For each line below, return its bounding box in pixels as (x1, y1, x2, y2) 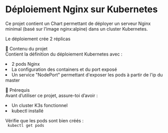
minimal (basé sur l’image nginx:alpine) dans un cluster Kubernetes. (5, 25, 148, 32)
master (5, 77, 20, 83)
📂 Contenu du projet (5, 45, 48, 51)
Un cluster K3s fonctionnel (12, 102, 68, 108)
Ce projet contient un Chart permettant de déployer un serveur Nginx (5, 20, 151, 26)
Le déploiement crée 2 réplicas (5, 36, 70, 42)
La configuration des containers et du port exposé (12, 66, 117, 72)
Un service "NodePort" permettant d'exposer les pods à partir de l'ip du (12, 71, 163, 77)
